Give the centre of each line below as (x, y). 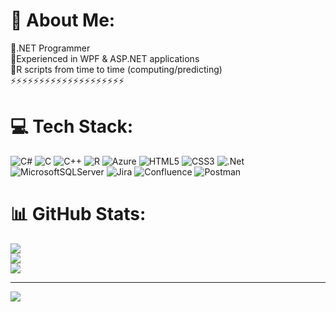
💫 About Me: (63, 20)
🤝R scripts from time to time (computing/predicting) (116, 69)
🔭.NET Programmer (50, 48)
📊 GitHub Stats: (78, 214)
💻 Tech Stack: (72, 126)
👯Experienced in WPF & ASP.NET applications (105, 58)
